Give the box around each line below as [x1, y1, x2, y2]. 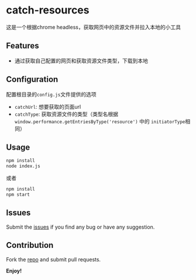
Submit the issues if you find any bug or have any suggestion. [6, 223, 155, 230]
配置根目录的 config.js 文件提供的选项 [6, 91, 97, 98]
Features [6, 41, 39, 51]
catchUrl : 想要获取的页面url [14, 103, 81, 110]
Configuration [6, 74, 59, 85]
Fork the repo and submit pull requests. [6, 255, 101, 263]
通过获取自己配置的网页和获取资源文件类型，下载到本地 [14, 57, 148, 64]
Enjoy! [6, 267, 22, 274]
